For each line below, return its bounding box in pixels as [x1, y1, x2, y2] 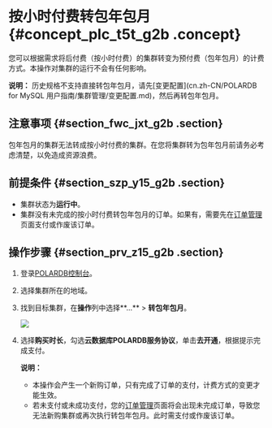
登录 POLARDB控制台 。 [19, 269, 97, 279]
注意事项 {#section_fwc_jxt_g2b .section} [8, 117, 223, 131]
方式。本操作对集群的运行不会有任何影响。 [8, 63, 151, 73]
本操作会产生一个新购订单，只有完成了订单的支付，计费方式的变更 [32, 380, 253, 390]
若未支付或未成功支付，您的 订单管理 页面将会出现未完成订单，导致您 [32, 400, 261, 410]
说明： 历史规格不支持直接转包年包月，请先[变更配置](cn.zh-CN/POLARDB [8, 80, 257, 90]
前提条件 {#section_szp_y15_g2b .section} [8, 176, 226, 190]
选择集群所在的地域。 [19, 286, 92, 296]
